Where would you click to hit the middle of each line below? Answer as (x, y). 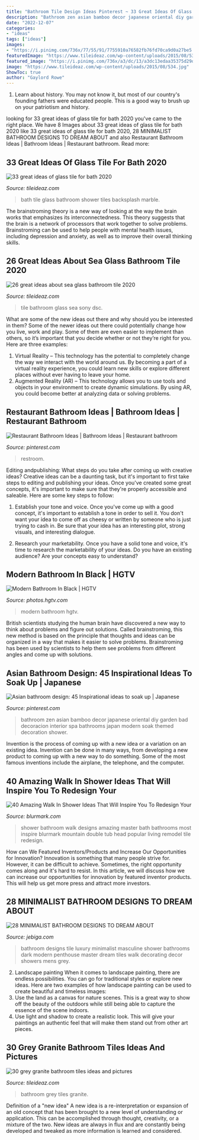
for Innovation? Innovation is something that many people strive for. (88, 858)
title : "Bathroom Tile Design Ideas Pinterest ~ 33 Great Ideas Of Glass (99, 12)
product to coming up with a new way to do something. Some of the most (96, 756)
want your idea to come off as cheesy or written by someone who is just (103, 519)
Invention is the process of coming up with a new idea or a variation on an (96, 744)
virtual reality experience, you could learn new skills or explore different (102, 368)
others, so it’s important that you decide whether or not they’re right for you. (99, 338)
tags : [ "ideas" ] (26, 39)
